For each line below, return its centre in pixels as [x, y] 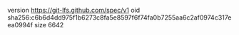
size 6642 [49, 25]
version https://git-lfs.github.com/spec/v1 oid [74, 10]
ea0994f [20, 25]
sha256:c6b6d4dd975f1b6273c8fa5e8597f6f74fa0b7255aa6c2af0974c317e [119, 17]
